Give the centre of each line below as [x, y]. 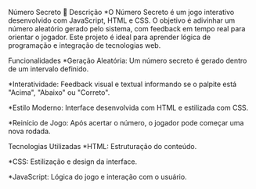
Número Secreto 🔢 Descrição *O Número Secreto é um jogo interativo [121, 12]
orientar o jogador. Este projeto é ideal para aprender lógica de [110, 37]
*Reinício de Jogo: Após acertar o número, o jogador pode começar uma [126, 123]
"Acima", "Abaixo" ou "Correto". [59, 93]
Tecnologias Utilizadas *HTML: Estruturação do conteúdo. [103, 146]
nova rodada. [29, 131]
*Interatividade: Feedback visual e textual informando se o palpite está [123, 84]
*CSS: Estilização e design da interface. [73, 162]
